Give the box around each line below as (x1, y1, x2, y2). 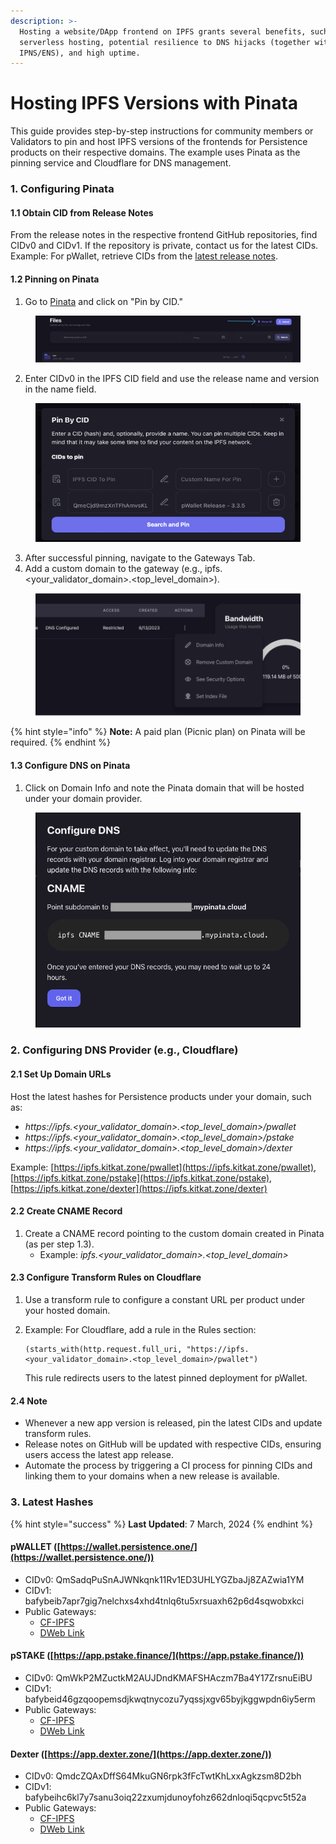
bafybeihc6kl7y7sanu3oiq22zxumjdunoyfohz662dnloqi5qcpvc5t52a (24, 1791, 307, 1804)
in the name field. (24, 383, 97, 395)
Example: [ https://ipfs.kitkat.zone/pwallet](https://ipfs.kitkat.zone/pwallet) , (10, 1161, 317, 1173)
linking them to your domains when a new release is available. (24, 1470, 280, 1482)
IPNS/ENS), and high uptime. (19, 48, 141, 58)
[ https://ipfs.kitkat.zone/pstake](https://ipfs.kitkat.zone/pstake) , (10, 1171, 273, 1184)
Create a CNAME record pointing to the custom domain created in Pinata (24, 1227, 325, 1239)
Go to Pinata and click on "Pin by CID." (24, 295, 183, 307)
